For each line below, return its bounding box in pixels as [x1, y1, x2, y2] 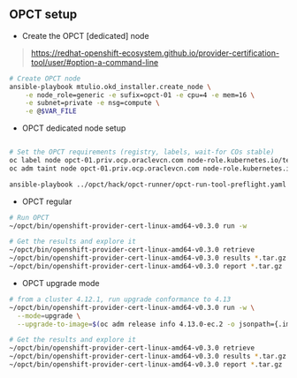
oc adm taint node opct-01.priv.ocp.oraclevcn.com [9, 163, 200, 173]
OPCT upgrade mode [21, 277, 100, 288]
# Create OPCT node [9, 74, 81, 83]
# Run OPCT [9, 213, 49, 222]
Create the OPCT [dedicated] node [21, 30, 149, 41]
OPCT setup [9, 7, 78, 22]
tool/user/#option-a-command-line [30, 57, 159, 67]
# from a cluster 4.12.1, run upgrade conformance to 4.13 [9, 295, 232, 304]
